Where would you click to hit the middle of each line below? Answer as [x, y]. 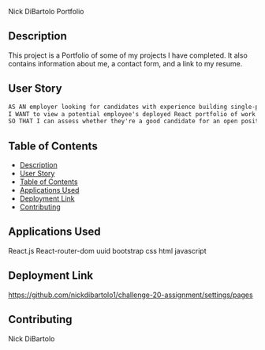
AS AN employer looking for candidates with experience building [118, 107]
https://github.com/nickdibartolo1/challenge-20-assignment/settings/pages [131, 295]
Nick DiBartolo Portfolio [46, 11]
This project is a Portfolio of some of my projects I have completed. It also [128, 55]
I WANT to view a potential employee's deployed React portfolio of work [132, 114]
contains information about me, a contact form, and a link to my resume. [125, 63]
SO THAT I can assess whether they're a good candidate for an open [123, 122]
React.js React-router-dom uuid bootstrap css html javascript [107, 250]
